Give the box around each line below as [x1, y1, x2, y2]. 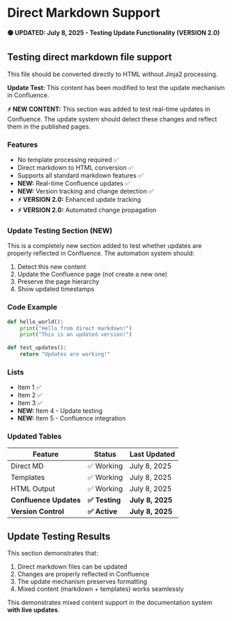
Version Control [10, 506, 65, 516]
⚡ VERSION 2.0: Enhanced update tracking [17, 196, 141, 204]
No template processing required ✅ [17, 156, 120, 164]
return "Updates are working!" [20, 351, 111, 358]
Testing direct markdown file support [7, 51, 172, 64]
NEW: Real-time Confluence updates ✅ [17, 180, 130, 188]
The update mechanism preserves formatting [17, 578, 148, 586]
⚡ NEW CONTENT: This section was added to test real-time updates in [7, 105, 210, 113]
